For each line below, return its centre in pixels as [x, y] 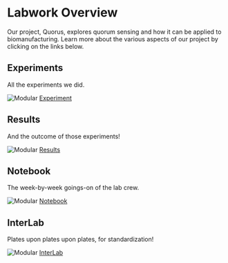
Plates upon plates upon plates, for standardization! [80, 240]
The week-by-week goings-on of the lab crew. [73, 188]
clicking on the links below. [46, 46]
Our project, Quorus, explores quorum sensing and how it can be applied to [114, 32]
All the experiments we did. [46, 85]
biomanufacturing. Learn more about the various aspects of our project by [113, 39]
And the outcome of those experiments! [64, 136]
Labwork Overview [63, 13]
